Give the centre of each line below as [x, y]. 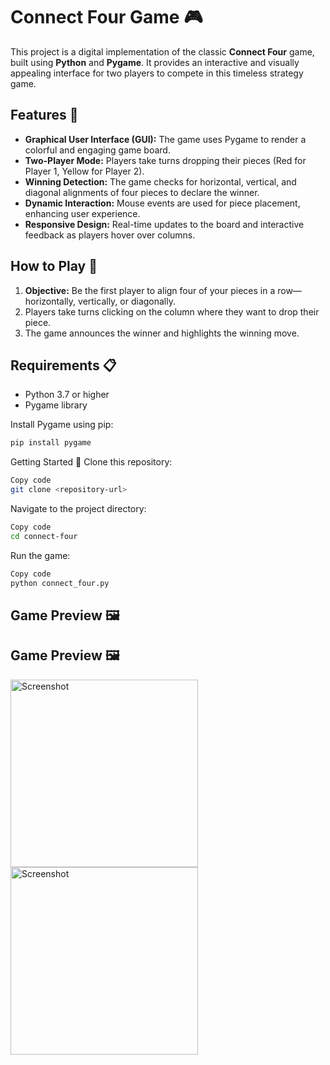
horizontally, [50, 301]
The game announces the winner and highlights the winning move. [162, 333]
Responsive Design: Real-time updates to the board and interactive [164, 224]
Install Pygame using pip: [62, 425]
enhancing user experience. [82, 213]
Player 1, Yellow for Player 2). [84, 171]
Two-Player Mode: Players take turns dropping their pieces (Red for [165, 160]
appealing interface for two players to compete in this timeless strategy [157, 73]
